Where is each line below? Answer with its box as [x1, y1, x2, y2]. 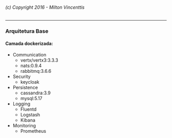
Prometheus [20, 128, 47, 134]
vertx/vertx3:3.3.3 [20, 57, 58, 64]
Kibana [20, 117, 36, 123]
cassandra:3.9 [20, 90, 51, 96]
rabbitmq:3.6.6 [20, 68, 52, 74]
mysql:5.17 [20, 95, 42, 102]
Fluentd [20, 106, 37, 112]
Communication [12, 52, 47, 58]
